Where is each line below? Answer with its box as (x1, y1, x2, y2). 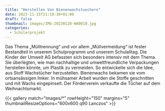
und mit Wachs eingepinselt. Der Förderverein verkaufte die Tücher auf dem (5, 80, 161, 86)
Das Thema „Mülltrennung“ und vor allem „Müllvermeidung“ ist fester (5, 44, 147, 49)
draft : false (5, 16, 32, 21)
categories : (5, 26, 30, 31)
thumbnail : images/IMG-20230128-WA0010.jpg (5, 21, 97, 26)
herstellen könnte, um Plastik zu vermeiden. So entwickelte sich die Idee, (5, 65, 155, 71)
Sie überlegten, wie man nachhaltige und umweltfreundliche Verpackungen (5, 60, 159, 65)
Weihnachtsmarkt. (5, 86, 43, 91)
